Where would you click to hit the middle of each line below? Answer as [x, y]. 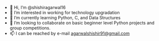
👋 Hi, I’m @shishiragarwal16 [38, 7]
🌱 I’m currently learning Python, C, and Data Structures [65, 18]
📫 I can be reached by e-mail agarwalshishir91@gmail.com [69, 33]
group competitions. [30, 28]
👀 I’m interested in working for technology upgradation [65, 13]
